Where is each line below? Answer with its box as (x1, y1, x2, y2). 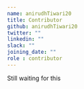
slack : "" (7, 42, 36, 49)
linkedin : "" (7, 36, 44, 43)
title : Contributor (7, 17, 63, 23)
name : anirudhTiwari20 (7, 10, 72, 17)
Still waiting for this (7, 74, 61, 82)
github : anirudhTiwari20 (7, 23, 78, 30)
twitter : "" (7, 29, 41, 37)
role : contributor (7, 55, 63, 62)
